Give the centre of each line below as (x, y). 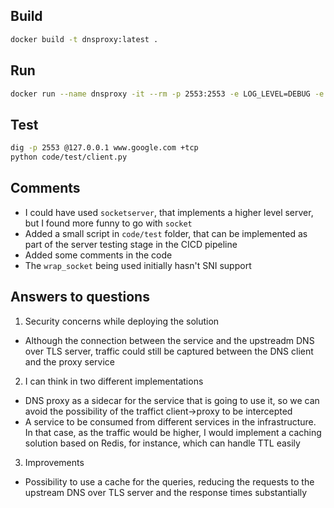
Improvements (54, 462)
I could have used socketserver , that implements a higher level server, (169, 212)
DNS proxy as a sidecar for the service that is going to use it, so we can (172, 400)
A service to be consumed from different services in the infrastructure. (170, 421)
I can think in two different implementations (114, 381)
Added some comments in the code (98, 255)
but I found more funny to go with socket (108, 223)
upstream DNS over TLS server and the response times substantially (166, 492)
